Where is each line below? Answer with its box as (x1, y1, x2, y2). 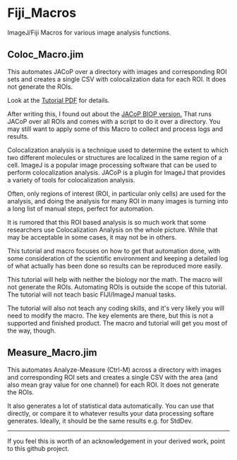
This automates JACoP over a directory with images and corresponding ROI (7, 67, 227, 75)
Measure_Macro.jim (7, 347, 97, 359)
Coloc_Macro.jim (7, 49, 84, 61)
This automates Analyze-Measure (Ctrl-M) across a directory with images (7, 365, 222, 374)
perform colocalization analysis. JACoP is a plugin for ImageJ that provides (7, 168, 226, 177)
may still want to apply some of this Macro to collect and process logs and (7, 125, 224, 133)
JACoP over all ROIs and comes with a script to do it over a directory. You (7, 117, 221, 125)
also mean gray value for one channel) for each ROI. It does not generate (7, 380, 220, 389)
